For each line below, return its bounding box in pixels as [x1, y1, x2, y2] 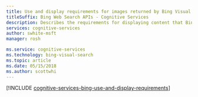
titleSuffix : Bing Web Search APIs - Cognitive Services [6, 14, 149, 20]
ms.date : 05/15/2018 [6, 63, 57, 69]
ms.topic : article [6, 57, 51, 63]
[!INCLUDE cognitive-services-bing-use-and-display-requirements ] [6, 85, 171, 92]
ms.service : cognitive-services [6, 46, 85, 53]
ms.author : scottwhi [6, 68, 57, 74]
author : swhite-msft [6, 31, 57, 36]
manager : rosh [6, 36, 41, 42]
